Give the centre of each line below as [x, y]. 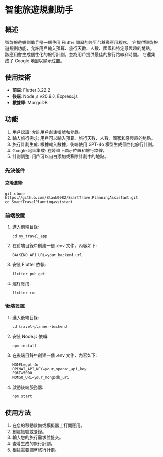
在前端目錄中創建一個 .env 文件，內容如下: [54, 246]
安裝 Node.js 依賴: [30, 337]
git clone [15, 194]
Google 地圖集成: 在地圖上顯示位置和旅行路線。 [60, 150]
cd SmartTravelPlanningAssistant [39, 202]
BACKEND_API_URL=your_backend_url [47, 255]
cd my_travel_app [30, 236]
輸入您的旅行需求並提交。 [38, 437]
